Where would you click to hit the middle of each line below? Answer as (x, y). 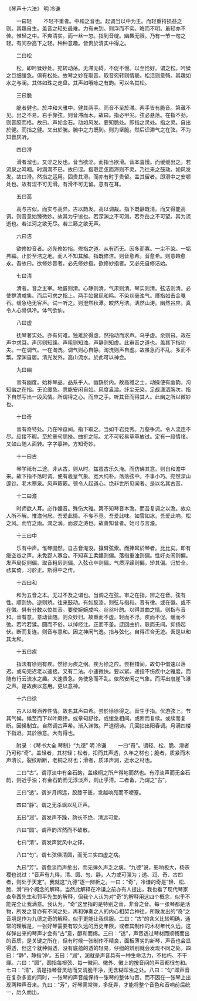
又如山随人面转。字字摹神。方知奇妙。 (52, 444)
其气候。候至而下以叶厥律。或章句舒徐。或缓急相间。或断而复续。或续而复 (96, 718)
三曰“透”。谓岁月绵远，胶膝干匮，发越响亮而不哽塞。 (80, 792)
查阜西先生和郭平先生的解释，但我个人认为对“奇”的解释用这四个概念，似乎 (96, 896)
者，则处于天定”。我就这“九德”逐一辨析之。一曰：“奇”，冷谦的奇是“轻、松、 (98, 882)
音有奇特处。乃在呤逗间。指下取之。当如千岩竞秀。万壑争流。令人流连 (101, 429)
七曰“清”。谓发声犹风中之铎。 (52, 842)
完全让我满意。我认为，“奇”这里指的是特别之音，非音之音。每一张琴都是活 (101, 904)
